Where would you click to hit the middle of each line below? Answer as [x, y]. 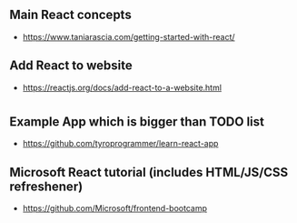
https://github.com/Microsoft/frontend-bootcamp [114, 208]
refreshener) [46, 186]
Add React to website [71, 66]
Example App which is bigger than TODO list [137, 122]
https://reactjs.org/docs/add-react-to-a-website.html [122, 87]
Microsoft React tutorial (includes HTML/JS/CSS [149, 172]
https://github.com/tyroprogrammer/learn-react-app [120, 144]
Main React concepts [70, 15]
